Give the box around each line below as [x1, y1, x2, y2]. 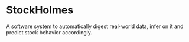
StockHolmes [6, 3, 74, 17]
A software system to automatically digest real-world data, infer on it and [6, 23, 184, 30]
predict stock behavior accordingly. [6, 29, 93, 36]
